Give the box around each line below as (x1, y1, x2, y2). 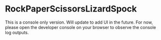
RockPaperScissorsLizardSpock (5, 3, 137, 14)
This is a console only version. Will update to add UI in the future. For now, (5, 19, 153, 25)
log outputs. (5, 29, 29, 35)
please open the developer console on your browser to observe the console (5, 24, 156, 30)
